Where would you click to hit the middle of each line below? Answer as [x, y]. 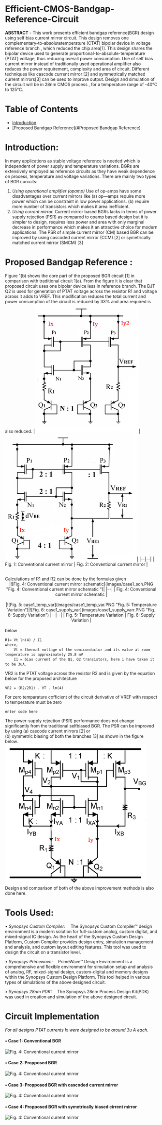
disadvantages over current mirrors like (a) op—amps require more [79, 196]
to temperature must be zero [33, 702]
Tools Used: [29, 913]
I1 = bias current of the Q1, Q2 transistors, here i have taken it [84, 659]
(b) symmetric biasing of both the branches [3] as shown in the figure [74, 736]
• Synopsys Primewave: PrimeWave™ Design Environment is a [69, 961]
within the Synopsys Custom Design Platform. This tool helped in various [77, 977]
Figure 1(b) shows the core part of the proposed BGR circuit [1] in [70, 276]
